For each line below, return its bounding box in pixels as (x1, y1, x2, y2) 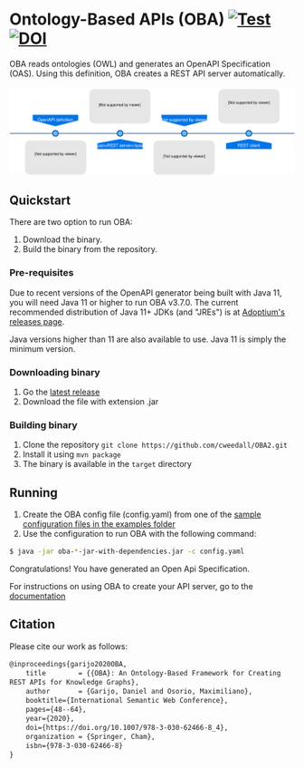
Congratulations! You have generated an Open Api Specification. (9, 563, 251, 574)
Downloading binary (9, 365, 101, 378)
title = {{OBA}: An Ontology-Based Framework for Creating (25, 668, 281, 677)
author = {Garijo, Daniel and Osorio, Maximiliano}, (25, 686, 253, 695)
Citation (9, 617, 56, 632)
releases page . (9, 316, 65, 326)
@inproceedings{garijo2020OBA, (9, 659, 128, 668)
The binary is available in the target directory (22, 459, 193, 470)
